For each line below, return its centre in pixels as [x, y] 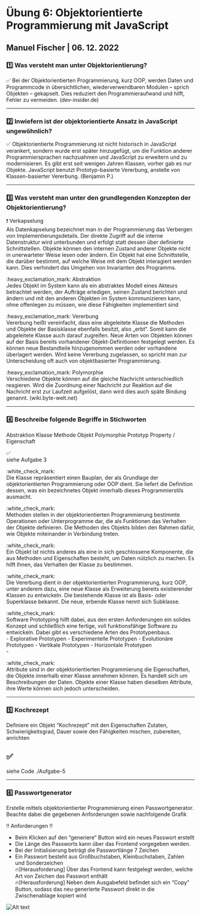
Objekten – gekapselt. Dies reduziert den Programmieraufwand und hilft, [95, 93]
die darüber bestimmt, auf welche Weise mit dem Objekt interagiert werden [99, 261]
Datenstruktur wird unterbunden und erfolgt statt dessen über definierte [95, 242]
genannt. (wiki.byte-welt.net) [42, 398]
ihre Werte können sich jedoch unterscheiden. [63, 688]
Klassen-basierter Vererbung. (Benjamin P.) [60, 176]
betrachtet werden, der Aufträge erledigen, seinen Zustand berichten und [97, 292]
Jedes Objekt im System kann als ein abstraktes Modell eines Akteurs [92, 286]
